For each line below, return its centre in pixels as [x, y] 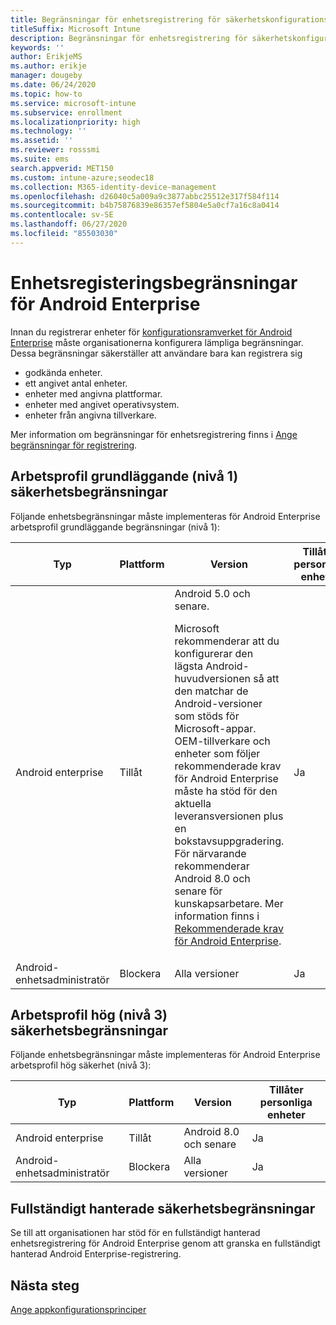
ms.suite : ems [40, 159]
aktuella [193, 803]
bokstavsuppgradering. [229, 841]
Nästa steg [45, 1285]
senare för [198, 891]
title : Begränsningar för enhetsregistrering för [116, 19]
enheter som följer [217, 753]
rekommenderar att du [227, 641]
